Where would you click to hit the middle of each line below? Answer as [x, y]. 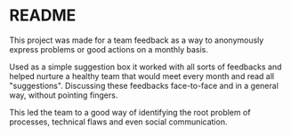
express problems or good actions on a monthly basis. [109, 49]
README [43, 16]
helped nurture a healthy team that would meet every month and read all [141, 76]
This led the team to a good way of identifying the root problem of [130, 112]
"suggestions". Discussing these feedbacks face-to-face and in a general [144, 85]
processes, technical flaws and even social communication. [118, 122]
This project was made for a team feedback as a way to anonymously [137, 40]
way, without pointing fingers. [64, 95]
